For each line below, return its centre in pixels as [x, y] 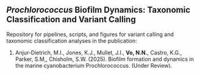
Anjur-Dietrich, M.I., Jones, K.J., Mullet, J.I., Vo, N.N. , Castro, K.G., [98, 52]
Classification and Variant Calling [71, 20]
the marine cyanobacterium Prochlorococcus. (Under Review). [94, 65]
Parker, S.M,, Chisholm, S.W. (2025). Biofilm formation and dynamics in [104, 59]
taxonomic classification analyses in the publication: [72, 41]
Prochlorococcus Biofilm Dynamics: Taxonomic [98, 10]
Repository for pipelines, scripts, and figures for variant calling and [90, 34]
